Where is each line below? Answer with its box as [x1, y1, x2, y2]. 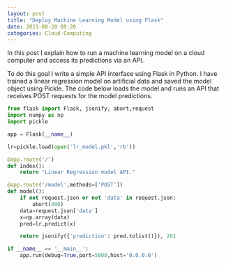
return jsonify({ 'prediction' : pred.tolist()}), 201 [20, 233, 176, 240]
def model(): [7, 188, 45, 195]
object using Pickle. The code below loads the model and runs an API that [7, 84, 220, 93]
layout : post [7, 10, 45, 17]
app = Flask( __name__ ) [7, 130, 73, 138]
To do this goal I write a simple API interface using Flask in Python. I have [7, 70, 218, 78]
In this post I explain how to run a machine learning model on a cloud [7, 49, 205, 57]
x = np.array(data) [20, 214, 70, 221]
